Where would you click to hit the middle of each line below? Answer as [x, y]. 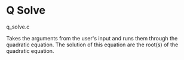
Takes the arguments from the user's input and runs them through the [92, 38]
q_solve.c [18, 27]
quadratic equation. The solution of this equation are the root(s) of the [92, 45]
